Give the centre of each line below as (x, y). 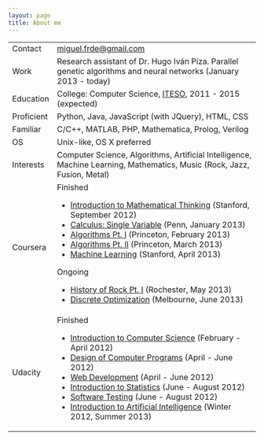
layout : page (29, 15)
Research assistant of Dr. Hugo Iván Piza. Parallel (148, 61)
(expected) (77, 103)
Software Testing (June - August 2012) (144, 397)
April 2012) (92, 347)
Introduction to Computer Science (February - (156, 338)
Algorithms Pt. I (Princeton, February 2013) (150, 235)
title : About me (35, 23)
